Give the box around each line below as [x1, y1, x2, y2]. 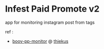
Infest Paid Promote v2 [5, 3, 100, 15]
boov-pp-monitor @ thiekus [12, 38, 69, 44]
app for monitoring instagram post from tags [5, 19, 95, 25]
